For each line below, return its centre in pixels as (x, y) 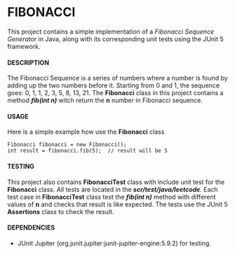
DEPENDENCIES (31, 227)
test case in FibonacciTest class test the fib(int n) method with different (112, 197)
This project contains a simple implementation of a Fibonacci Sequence (111, 31)
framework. (24, 46)
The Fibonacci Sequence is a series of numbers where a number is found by (117, 78)
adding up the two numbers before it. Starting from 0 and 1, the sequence (113, 85)
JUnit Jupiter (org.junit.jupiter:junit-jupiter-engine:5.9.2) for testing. (114, 243)
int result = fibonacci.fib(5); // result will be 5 (88, 151)
